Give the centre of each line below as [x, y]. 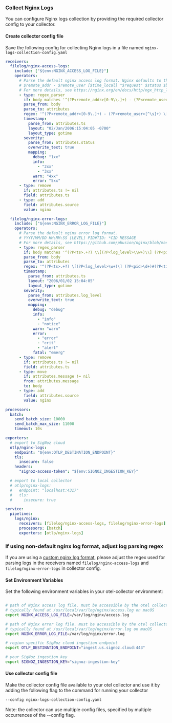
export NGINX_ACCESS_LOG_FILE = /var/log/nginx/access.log [67, 615]
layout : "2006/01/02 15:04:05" [61, 281]
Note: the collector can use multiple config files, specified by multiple [79, 709]
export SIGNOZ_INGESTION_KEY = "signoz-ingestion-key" [63, 662]
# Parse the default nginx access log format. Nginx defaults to [90, 81]
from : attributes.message [51, 381]
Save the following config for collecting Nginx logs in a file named [74, 47]
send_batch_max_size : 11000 [44, 424]
